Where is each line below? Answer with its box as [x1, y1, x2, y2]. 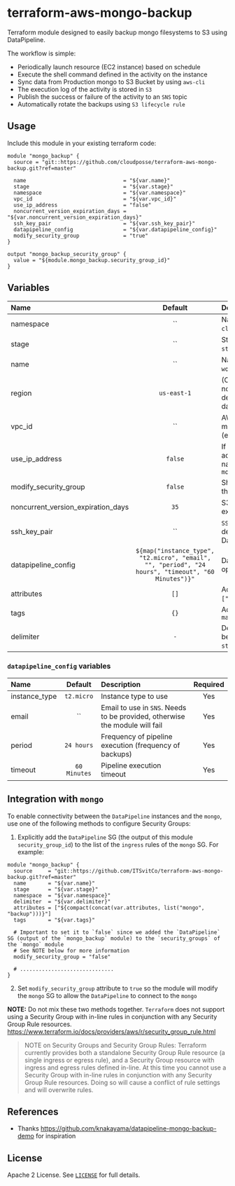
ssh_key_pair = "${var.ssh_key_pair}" [13, 219, 196, 227]
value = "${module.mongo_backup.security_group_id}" [13, 257, 171, 264]
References [7, 1106, 59, 1118]
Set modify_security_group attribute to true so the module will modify [17, 983, 218, 993]
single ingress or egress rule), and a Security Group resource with [24, 1056, 215, 1064]
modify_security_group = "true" [13, 232, 149, 239]
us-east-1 [158, 389, 192, 397]
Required [193, 679, 225, 689]
